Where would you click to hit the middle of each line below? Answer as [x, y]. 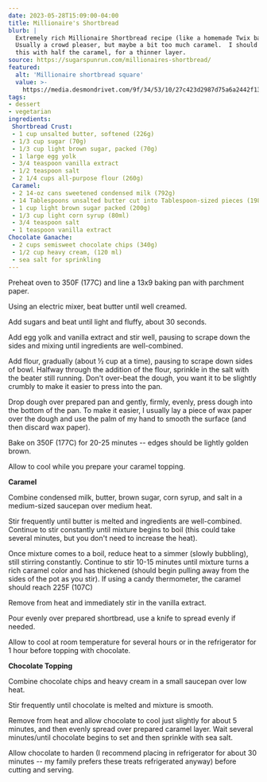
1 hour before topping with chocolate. [70, 650]
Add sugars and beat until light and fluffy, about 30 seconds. [108, 321]
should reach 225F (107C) [50, 587]
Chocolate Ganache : [41, 238]
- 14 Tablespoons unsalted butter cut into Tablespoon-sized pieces [128, 200]
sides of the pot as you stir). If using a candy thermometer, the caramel [124, 578]
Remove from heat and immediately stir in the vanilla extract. [107, 602]
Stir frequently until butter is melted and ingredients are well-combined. [125, 521]
